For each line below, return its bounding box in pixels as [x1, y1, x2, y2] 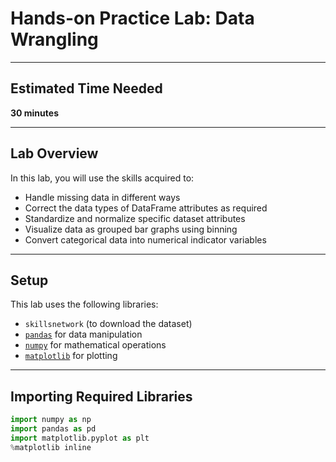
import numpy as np [10, 415, 92, 425]
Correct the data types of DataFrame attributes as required [24, 202, 268, 214]
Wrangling [10, 28, 99, 51]
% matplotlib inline [10, 442, 92, 452]
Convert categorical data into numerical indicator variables [24, 233, 267, 246]
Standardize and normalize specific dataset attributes [24, 212, 246, 224]
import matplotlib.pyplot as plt [10, 433, 150, 443]
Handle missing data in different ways [24, 191, 181, 203]
